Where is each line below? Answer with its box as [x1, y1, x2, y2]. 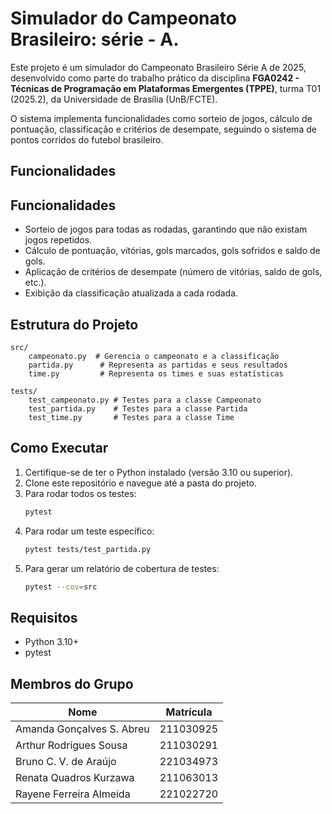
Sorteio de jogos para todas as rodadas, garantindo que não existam [24, 223, 308, 236]
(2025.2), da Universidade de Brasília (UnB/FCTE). [10, 93, 218, 105]
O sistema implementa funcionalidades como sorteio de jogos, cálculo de [10, 112, 313, 124]
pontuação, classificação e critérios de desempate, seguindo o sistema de [10, 123, 317, 135]
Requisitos [10, 609, 78, 626]
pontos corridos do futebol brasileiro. [10, 133, 164, 146]
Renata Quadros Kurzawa [15, 771, 135, 785]
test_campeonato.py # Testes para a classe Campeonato [28, 395, 262, 405]
